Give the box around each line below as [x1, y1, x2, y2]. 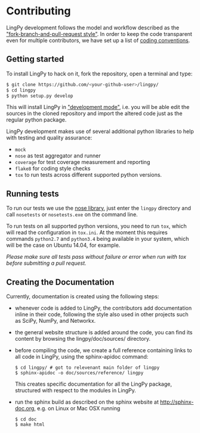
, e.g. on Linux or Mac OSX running [33, 405, 121, 411]
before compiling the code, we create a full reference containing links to [14, 347, 192, 354]
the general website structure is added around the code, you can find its [14, 329, 193, 336]
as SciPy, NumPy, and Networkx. [14, 317, 96, 324]
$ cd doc [14, 416, 37, 422]
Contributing [6, 4, 71, 18]
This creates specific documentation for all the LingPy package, [14, 380, 172, 387]
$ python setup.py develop [6, 93, 73, 99]
